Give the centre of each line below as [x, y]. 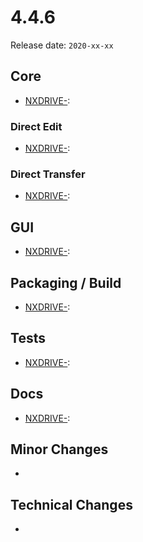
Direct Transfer [48, 174]
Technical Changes [71, 504]
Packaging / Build [66, 282]
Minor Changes [59, 449]
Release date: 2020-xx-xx [62, 45]
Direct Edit [36, 126]
